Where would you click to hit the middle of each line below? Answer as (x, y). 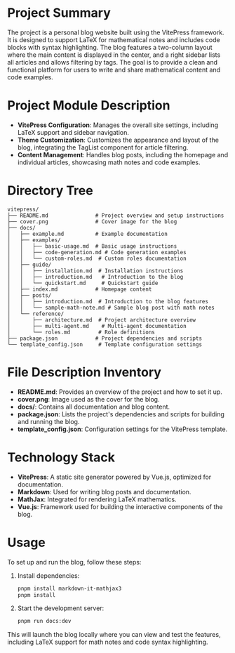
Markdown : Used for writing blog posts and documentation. (104, 492)
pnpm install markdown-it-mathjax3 (69, 588)
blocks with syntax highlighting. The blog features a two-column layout (110, 47)
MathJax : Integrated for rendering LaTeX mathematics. (97, 499)
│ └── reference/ (36, 314)
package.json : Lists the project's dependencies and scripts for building (121, 414)
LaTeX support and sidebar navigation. (73, 132)
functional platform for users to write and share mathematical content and (114, 70)
